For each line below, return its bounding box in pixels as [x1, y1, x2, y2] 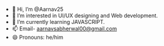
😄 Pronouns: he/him [11, 33, 63, 41]
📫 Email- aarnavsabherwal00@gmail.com [11, 25, 118, 32]
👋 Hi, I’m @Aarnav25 [11, 6, 64, 13]
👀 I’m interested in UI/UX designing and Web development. [11, 12, 158, 19]
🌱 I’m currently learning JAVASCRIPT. [11, 19, 106, 25]
